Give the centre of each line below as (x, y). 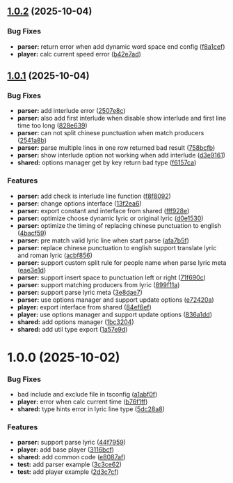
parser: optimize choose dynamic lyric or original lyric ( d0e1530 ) (110, 218)
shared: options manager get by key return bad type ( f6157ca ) (107, 162)
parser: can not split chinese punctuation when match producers (111, 133)
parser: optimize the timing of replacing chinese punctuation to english (119, 225)
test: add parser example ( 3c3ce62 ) (69, 465)
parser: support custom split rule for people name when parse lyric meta (122, 262)
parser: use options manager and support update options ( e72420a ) (115, 300)
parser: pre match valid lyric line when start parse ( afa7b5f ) (103, 240)
